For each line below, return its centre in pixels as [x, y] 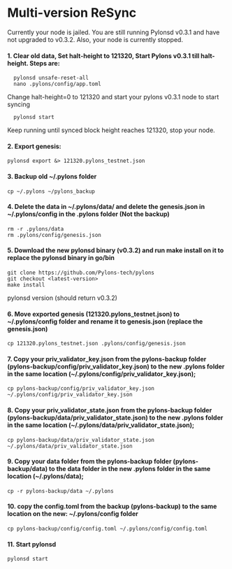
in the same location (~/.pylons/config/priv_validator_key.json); [102, 374]
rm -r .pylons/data [36, 229]
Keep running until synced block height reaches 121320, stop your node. [111, 130]
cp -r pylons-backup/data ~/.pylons [60, 491]
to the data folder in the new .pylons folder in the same [130, 469]
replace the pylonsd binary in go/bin [61, 258]
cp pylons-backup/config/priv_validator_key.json [81, 389]
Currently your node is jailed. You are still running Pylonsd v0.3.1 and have [114, 32]
